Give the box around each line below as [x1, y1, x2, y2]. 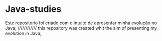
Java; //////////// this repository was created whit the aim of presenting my [5, 25, 157, 31]
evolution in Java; [5, 30, 42, 36]
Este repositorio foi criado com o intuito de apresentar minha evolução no [5, 20, 157, 26]
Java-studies [5, 3, 62, 15]
